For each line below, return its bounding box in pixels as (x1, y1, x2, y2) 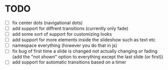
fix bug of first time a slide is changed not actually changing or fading (12, 48, 158, 54)
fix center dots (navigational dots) (12, 20, 83, 26)
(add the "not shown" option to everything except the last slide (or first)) (12, 54, 163, 60)
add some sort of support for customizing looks (12, 31, 112, 37)
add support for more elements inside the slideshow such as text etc (12, 37, 156, 43)
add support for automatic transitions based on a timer (12, 59, 126, 65)
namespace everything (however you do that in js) (12, 42, 118, 48)
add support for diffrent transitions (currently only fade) (12, 26, 129, 31)
